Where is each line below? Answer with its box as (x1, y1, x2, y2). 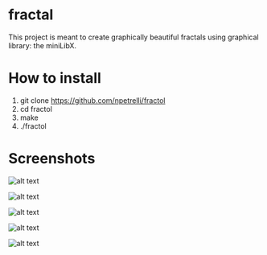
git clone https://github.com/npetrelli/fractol (19, 95, 166, 105)
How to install (8, 69, 102, 88)
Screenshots (8, 150, 96, 168)
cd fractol (19, 104, 52, 113)
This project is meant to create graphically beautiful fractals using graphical (8, 32, 259, 42)
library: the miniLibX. (8, 40, 77, 50)
